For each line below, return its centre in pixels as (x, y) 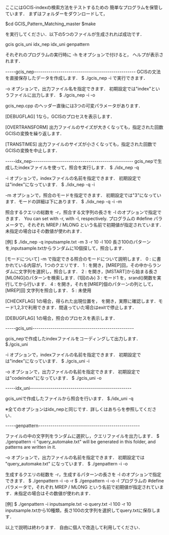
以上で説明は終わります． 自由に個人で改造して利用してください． (74, 527)
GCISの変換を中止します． (33, 151)
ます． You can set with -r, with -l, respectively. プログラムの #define (81, 219)
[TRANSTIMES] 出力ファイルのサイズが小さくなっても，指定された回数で (81, 144)
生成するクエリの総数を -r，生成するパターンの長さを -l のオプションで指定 (83, 474)
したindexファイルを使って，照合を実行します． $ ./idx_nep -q (74, 167)
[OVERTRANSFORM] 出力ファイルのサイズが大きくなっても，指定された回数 (84, 127)
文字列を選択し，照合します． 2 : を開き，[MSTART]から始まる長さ (88, 272)
